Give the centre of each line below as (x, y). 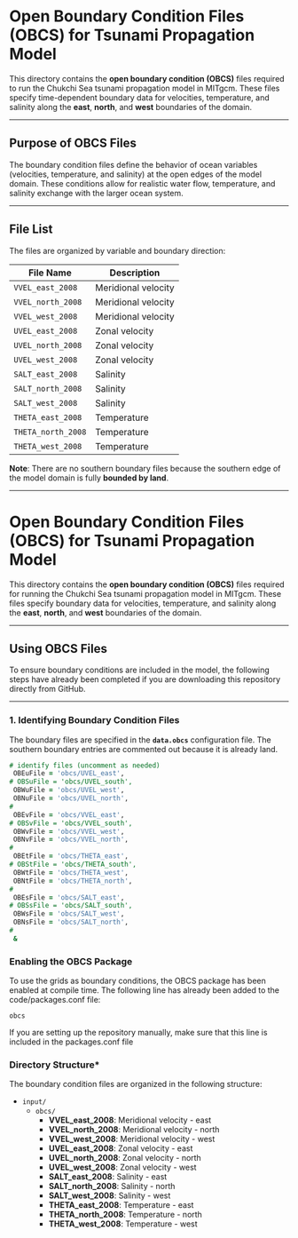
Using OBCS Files (59, 649)
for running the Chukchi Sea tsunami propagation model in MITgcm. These (145, 593)
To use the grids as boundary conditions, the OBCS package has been (137, 981)
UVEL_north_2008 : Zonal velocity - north (125, 1158)
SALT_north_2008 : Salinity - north (112, 1186)
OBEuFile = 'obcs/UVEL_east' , (69, 774)
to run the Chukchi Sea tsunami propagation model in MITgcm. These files (145, 88)
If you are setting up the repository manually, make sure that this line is (138, 1033)
